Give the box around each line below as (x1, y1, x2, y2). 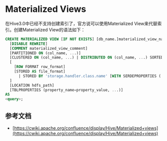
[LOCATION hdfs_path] (9, 83, 55, 88)
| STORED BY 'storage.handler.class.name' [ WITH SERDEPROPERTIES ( (18, 73, 162, 78)
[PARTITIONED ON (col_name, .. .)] (9, 51, 81, 56)
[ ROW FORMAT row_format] (14, 65, 66, 70)
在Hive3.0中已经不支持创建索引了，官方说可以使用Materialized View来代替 (5, 20, 158, 26)
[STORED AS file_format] (14, 69, 66, 74)
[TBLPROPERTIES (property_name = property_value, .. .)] (9, 87, 123, 92)
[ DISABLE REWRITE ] (9, 41, 48, 46)
